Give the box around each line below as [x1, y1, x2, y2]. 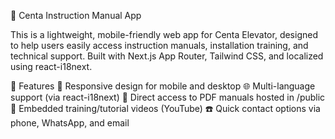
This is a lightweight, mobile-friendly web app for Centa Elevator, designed [10, 29, 318, 40]
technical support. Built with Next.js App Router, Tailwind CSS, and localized [10, 50, 324, 62]
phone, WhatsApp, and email [10, 117, 130, 129]
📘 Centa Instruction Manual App [10, 10, 142, 21]
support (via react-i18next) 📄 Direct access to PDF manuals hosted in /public [10, 91, 326, 103]
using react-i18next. [10, 61, 93, 72]
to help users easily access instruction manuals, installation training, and [10, 40, 309, 51]
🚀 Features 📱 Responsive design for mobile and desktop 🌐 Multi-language [10, 80, 316, 92]
